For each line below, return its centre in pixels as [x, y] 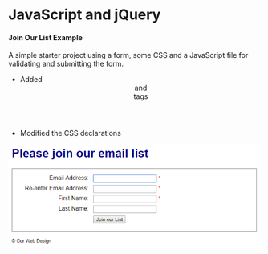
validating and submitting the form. [66, 64]
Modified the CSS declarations [71, 133]
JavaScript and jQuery [85, 15]
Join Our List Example [45, 37]
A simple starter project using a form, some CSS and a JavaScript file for [128, 55]
